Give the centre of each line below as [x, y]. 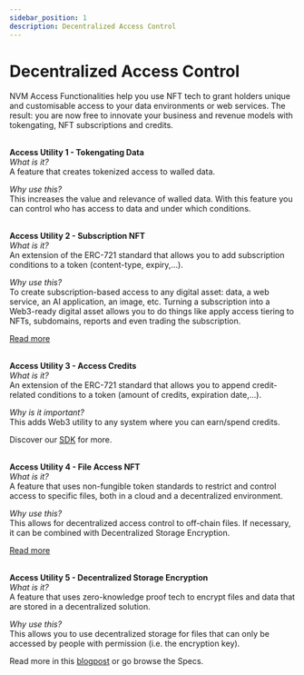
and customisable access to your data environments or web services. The [147, 106]
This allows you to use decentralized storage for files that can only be [140, 634]
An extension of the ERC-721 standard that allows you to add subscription [147, 255]
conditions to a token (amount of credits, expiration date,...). [149, 395]
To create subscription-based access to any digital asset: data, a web [139, 293]
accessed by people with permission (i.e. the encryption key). [125, 644]
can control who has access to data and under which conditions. [130, 209]
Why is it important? [47, 412]
